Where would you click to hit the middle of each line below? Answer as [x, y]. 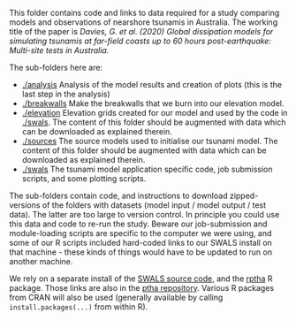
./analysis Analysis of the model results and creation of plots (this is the [152, 84]
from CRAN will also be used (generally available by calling [116, 297]
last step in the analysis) [66, 94]
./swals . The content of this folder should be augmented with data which [154, 122]
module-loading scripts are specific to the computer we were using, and [140, 233]
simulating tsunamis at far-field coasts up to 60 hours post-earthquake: [140, 41]
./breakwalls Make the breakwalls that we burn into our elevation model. [153, 103]
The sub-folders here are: [56, 67]
